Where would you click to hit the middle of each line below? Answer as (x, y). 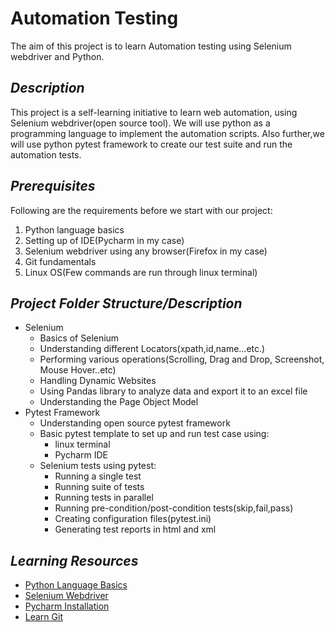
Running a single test (98, 476)
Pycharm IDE (81, 455)
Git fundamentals (60, 261)
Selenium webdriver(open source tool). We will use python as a (140, 123)
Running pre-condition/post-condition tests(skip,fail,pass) (174, 508)
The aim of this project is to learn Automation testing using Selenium (151, 46)
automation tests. (46, 154)
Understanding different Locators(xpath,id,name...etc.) (152, 349)
